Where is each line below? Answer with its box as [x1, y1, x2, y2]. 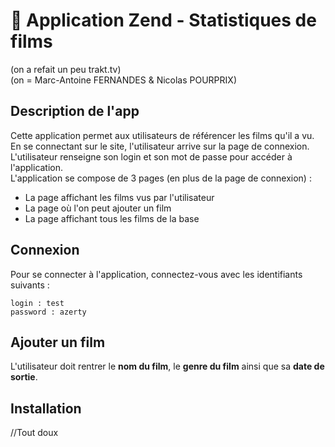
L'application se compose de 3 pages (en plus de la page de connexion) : [10, 172, 312, 184]
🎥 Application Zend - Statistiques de [10, 9, 317, 32]
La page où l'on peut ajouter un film [24, 202, 172, 214]
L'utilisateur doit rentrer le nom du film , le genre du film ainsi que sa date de [10, 360, 325, 373]
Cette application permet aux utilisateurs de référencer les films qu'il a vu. [10, 129, 315, 141]
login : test [10, 298, 65, 308]
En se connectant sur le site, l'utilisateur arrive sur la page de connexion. [10, 140, 310, 152]
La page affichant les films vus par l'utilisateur [24, 191, 215, 203]
